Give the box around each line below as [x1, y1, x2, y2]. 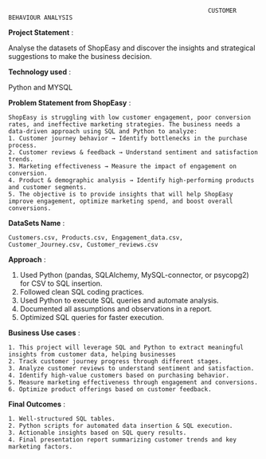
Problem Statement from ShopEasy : [8, 98, 131, 107]
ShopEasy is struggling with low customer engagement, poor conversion [8, 113, 251, 121]
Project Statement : [8, 28, 74, 37]
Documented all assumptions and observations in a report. [19, 304, 213, 314]
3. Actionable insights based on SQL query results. [8, 429, 187, 437]
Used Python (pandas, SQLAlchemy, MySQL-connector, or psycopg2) [19, 271, 249, 279]
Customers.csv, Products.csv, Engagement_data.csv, [8, 234, 183, 242]
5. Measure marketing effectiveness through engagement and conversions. [8, 378, 259, 386]
